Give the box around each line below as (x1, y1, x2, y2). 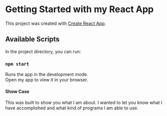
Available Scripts (5, 35, 60, 44)
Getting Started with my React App (5, 4, 154, 15)
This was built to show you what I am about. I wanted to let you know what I (5, 100, 162, 106)
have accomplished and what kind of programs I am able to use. (5, 105, 139, 111)
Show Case (5, 88, 30, 94)
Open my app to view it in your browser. (5, 77, 88, 83)
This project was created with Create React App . (5, 20, 106, 26)
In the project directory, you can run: (5, 48, 81, 54)
